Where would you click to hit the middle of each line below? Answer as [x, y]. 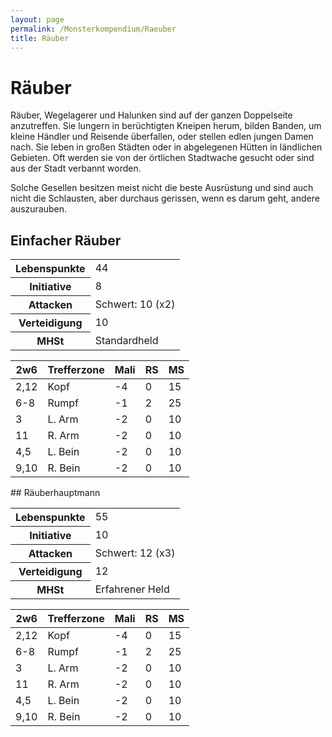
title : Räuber [40, 38]
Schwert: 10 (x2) [135, 304]
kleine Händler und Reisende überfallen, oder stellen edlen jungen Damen [162, 137]
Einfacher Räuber [66, 240]
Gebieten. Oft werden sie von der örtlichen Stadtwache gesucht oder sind [162, 158]
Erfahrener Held [132, 589]
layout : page [37, 19]
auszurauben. [38, 209]
